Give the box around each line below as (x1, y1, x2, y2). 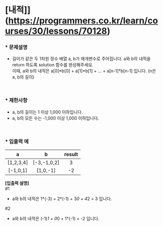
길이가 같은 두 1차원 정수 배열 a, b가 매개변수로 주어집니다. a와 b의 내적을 (12, 56, 151, 62)
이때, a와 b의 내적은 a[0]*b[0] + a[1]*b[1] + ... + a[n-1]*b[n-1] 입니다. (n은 (12, 68, 157, 74)
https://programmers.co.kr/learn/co (8, 15, 158, 26)
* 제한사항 (5, 97, 28, 104)
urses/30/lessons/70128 (5, 25, 108, 37)
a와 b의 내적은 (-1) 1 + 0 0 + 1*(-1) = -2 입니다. (12, 216, 100, 222)
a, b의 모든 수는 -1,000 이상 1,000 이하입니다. (12, 115, 99, 121)
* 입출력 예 (5, 138, 29, 144)
